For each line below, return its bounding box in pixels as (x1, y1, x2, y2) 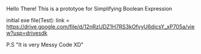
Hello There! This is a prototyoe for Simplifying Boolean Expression (6, 5, 173, 12)
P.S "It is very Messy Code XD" (6, 41, 84, 48)
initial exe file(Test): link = (6, 17, 70, 23)
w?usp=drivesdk (6, 29, 48, 37)
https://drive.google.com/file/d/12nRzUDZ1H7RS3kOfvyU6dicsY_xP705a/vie (6, 23, 195, 30)
